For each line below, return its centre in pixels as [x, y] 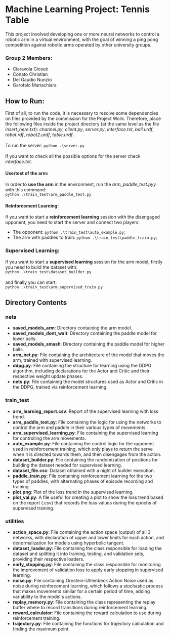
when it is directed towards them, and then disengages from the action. [87, 454]
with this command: [26, 190]
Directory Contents [36, 303]
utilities [15, 521]
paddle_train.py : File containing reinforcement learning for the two [82, 476]
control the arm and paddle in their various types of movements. [79, 427]
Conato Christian [30, 74]
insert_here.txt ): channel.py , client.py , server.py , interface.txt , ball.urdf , [80, 130]
